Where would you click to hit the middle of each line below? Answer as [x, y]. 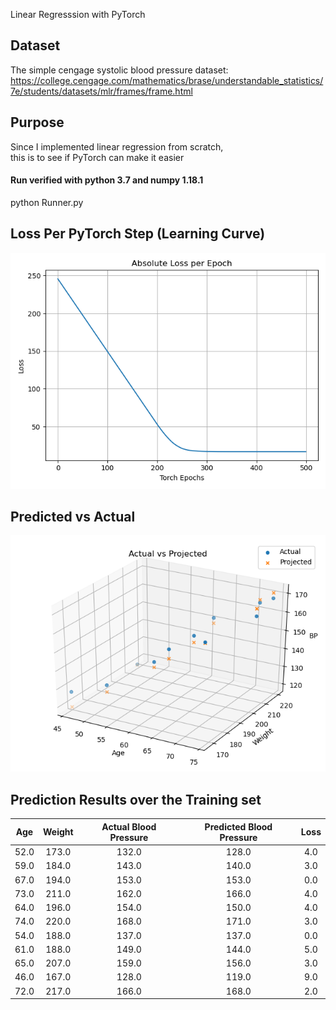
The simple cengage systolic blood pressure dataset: [119, 70]
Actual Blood [129, 826]
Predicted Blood [238, 826]
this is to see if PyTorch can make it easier [97, 157]
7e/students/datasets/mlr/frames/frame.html [101, 91]
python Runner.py [47, 202]
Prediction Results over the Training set [136, 799]
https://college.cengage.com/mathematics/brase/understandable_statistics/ [167, 80]
